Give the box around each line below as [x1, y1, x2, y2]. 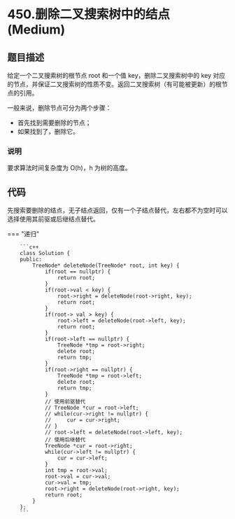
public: [20, 256, 42, 263]
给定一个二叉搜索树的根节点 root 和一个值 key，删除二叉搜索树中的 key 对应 [7, 71, 226, 79]
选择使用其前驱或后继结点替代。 [7, 215, 99, 223]
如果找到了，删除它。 [17, 127, 79, 135]
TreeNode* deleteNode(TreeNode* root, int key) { [32, 262, 180, 270]
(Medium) [7, 22, 66, 38]
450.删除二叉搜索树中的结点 [7, 6, 170, 22]
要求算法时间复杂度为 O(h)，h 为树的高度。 [7, 164, 131, 172]
